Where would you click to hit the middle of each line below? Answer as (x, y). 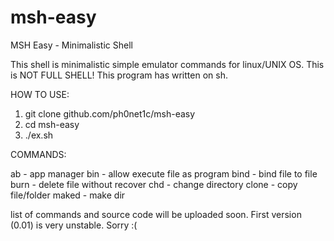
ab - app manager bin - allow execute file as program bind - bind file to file (164, 173)
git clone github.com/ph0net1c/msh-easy (110, 113)
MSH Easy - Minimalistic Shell (71, 45)
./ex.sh (39, 135)
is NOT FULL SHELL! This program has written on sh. (119, 75)
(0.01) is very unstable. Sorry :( (74, 225)
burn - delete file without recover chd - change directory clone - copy (154, 184)
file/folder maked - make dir (68, 195)
